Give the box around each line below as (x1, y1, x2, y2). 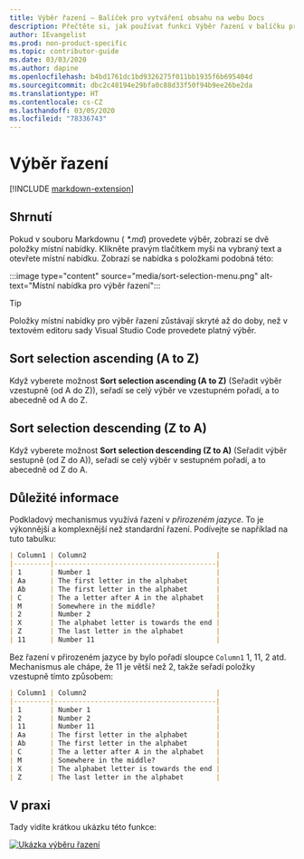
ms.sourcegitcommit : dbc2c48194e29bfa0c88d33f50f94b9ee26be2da (9, 81, 253, 90)
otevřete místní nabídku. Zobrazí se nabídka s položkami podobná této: (9, 253, 274, 264)
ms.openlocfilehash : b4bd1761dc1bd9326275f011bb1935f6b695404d (9, 72, 253, 82)
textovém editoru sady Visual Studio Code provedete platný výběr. (9, 324, 257, 335)
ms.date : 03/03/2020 (9, 55, 88, 64)
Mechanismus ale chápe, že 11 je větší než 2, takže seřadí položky (9, 661, 256, 671)
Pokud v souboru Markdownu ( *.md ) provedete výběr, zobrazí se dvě (9, 233, 270, 245)
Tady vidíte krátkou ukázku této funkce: (9, 822, 157, 833)
